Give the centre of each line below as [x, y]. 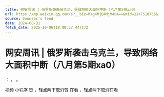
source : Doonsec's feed [29, 18]
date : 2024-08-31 [23, 23]
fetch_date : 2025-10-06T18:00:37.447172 [47, 28]
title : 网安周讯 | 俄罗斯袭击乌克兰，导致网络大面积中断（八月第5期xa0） [71, 9]
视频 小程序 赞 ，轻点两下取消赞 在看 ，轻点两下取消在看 [61, 90]
